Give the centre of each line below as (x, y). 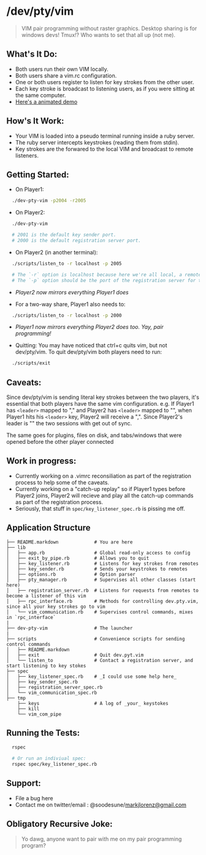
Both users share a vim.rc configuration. (66, 76)
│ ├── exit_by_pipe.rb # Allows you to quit (78, 558)
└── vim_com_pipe (40, 714)
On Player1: (29, 189)
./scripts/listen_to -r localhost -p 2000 (67, 315)
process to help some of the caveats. (62, 482)
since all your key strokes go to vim (56, 607)
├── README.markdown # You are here (70, 542)
